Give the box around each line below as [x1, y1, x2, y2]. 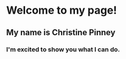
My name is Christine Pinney [6, 27, 116, 38]
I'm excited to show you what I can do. [6, 45, 120, 54]
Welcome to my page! [6, 4, 117, 17]
